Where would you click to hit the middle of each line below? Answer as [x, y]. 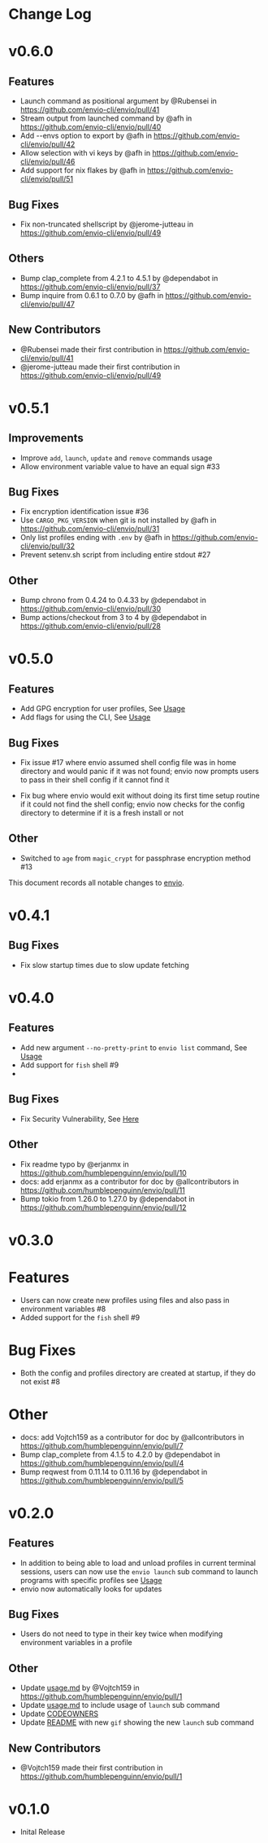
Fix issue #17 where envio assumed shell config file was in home [128, 763]
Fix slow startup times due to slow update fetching [104, 965]
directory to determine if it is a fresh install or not [102, 813]
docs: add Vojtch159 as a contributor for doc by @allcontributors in [132, 1437]
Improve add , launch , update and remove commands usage [116, 458]
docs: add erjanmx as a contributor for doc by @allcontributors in [130, 1181]
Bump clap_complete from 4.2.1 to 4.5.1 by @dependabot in [119, 278]
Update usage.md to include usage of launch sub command [120, 1705]
